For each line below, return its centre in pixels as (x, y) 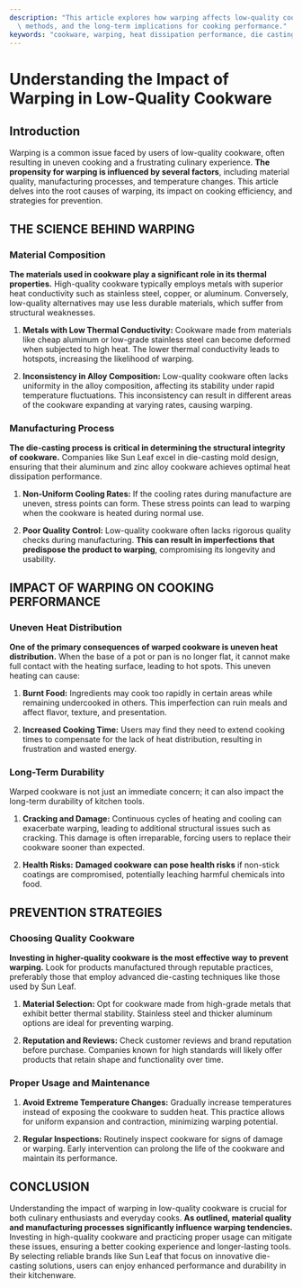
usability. (39, 559)
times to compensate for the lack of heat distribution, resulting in (142, 739)
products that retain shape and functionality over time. (123, 1060)
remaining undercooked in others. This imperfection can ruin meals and (155, 703)
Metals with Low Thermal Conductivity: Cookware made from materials (157, 331)
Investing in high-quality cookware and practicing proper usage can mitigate (151, 1237)
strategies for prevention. (56, 201)
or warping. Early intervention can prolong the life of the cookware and (153, 1148)
